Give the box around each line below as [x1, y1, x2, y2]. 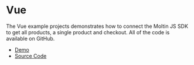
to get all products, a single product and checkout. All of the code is [6, 28, 170, 35]
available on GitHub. [6, 35, 55, 42]
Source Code [14, 52, 47, 59]
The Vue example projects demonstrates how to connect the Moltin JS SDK [6, 23, 189, 30]
